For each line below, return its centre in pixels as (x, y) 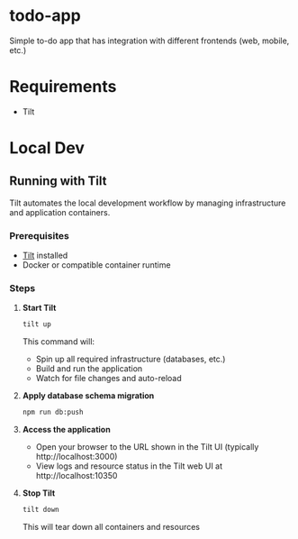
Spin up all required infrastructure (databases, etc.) (131, 359)
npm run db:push (53, 412)
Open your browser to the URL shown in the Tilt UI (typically (147, 447)
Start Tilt (39, 308)
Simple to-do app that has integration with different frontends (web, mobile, (149, 41)
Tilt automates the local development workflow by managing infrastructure (148, 203)
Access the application (66, 430)
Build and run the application (89, 369)
